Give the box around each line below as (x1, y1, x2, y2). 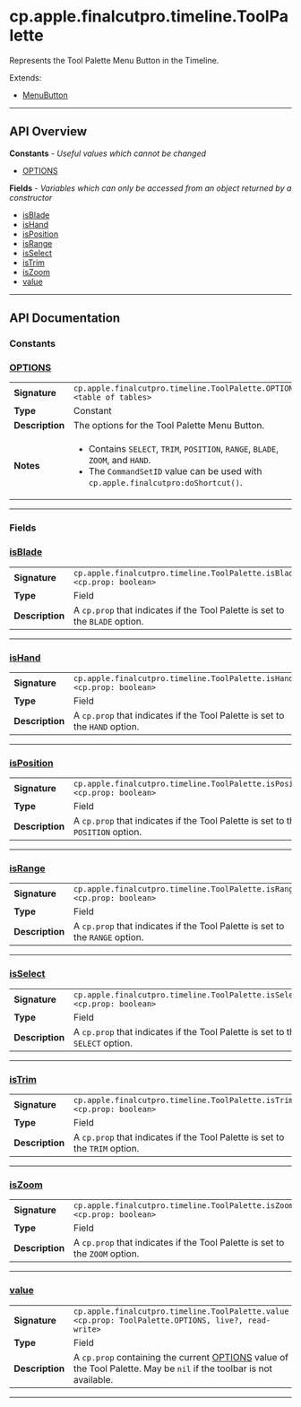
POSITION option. (73, 826, 142, 839)
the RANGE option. (73, 931, 144, 944)
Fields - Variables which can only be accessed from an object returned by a (9, 182, 292, 194)
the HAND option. (73, 720, 140, 732)
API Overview (9, 124, 88, 140)
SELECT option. (73, 1037, 133, 1049)
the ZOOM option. (73, 1247, 140, 1260)
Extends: (9, 72, 42, 82)
